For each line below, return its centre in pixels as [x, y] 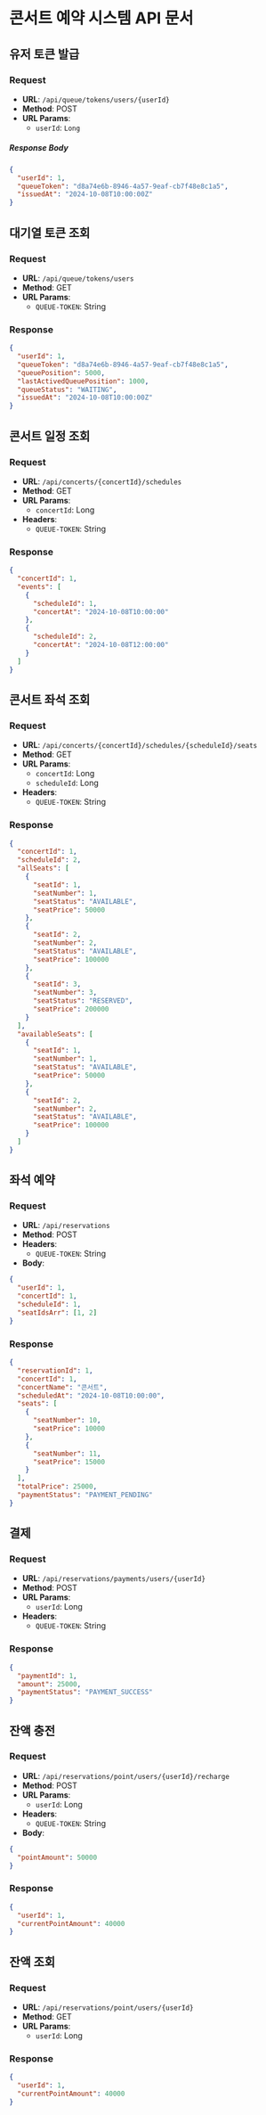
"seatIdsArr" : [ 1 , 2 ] [57, 1312]
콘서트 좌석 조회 [50, 699]
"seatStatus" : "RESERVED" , [83, 1001]
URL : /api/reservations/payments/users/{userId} [114, 1578]
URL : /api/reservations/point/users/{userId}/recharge [125, 1775]
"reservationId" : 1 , [55, 1370]
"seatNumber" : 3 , [65, 993]
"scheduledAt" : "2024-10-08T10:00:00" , [91, 1396]
